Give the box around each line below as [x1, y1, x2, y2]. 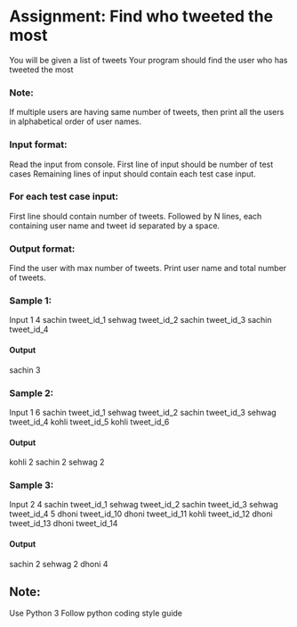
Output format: [9, 243, 76, 255]
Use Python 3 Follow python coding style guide [9, 608, 183, 619]
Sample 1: [9, 294, 52, 307]
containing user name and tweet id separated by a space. [9, 220, 221, 231]
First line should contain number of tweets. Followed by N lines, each [9, 210, 262, 221]
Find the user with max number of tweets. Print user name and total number [9, 263, 287, 274]
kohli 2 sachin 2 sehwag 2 [9, 457, 105, 467]
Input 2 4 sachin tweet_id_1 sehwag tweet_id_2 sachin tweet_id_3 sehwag [9, 499, 278, 510]
